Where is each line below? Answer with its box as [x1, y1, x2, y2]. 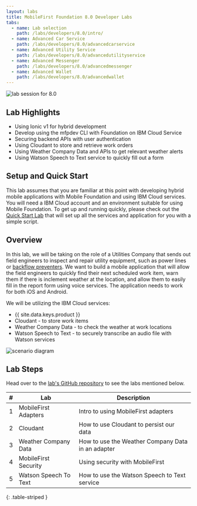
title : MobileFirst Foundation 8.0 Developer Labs [6, 14, 133, 20]
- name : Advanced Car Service [11, 36, 85, 42]
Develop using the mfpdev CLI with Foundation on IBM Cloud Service [14, 129, 182, 136]
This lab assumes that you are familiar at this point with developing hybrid [6, 186, 184, 194]
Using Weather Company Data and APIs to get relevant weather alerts [14, 148, 184, 155]
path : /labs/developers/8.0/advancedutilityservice [16, 52, 145, 58]
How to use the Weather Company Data [79, 437, 188, 445]
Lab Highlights [6, 107, 60, 118]
